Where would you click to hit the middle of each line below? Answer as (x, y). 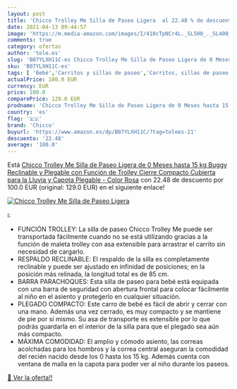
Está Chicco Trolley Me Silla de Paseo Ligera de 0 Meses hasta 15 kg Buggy (117, 165)
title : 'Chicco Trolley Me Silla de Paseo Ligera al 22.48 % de (105, 20)
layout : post (26, 14)
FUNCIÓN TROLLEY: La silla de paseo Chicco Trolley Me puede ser (115, 229)
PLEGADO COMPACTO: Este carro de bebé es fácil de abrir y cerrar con (122, 304)
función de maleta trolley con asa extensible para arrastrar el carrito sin (121, 245)
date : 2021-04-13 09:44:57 (47, 27)
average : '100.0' (33, 145)
